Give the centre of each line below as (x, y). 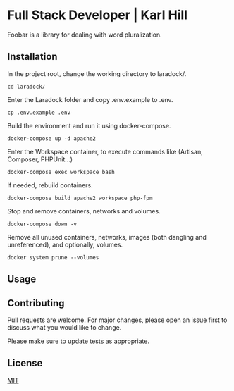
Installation (32, 57)
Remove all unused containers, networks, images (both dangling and (107, 237)
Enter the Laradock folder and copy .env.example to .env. (91, 99)
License (25, 363)
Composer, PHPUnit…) (40, 159)
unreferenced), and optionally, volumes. (65, 244)
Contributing (36, 303)
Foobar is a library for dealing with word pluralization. (85, 35)
